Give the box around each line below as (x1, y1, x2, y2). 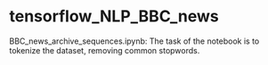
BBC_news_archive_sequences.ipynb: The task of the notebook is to (9, 36, 260, 46)
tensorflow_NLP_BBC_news (9, 6, 220, 27)
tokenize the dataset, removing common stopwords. (9, 45, 200, 55)
